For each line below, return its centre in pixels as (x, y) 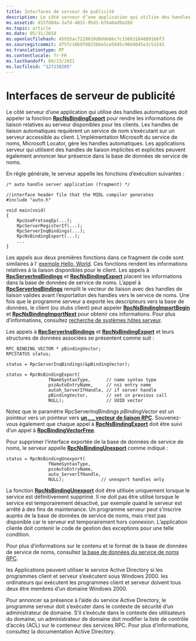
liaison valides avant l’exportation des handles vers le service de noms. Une (98, 295)
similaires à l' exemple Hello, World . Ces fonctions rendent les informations (97, 264)
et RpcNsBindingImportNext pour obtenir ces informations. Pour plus (91, 314)
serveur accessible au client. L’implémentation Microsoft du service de (92, 137)
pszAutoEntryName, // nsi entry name (99, 385)
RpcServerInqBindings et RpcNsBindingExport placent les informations (94, 276)
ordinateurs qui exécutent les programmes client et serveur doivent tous (94, 583)
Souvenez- (168, 418)
